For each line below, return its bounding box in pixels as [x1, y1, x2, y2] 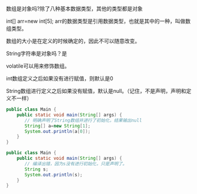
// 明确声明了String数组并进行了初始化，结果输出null [24, 117, 142, 123]
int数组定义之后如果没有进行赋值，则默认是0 [6, 75, 113, 82]
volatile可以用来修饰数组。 [6, 62, 70, 69]
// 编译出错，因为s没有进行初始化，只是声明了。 [24, 160, 128, 166]
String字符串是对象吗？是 [6, 50, 68, 57]
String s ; [24, 166, 49, 172]
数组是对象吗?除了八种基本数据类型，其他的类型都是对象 [6, 5, 143, 12]
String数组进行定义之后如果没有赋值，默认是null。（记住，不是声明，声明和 [6, 88, 186, 94]
